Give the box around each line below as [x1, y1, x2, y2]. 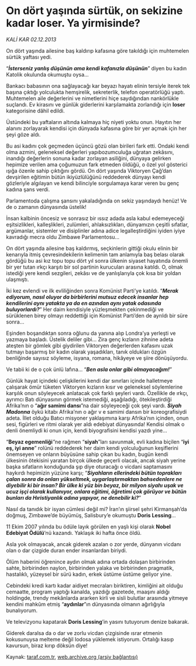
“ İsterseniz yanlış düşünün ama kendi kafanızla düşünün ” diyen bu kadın [6, 64, 187, 71]
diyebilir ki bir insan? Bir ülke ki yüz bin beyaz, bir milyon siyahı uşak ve [6, 482, 184, 489]
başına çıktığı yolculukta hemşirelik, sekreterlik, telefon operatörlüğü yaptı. [6, 88, 185, 95]
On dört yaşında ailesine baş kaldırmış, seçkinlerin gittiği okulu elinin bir [6, 245, 178, 252]
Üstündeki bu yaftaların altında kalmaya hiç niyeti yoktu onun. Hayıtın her [6, 118, 181, 125]
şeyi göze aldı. [6, 131, 41, 138]
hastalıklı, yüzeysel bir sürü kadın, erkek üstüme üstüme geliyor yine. [6, 571, 172, 578]
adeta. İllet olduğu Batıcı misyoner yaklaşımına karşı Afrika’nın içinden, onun [6, 414, 189, 421]
